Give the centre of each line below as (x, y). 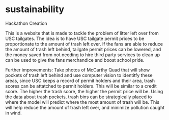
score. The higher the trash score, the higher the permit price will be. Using (84, 91)
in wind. (13, 113)
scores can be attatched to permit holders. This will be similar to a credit (81, 86)
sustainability (35, 9)
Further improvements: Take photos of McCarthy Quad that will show (78, 70)
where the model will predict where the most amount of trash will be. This (82, 102)
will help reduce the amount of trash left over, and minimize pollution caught (85, 107)
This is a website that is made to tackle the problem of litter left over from (82, 33)
